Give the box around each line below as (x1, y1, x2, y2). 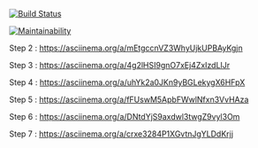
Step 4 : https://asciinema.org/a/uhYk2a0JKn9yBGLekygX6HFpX (9, 77, 246, 88)
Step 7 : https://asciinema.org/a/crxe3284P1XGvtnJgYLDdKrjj (9, 129, 234, 139)
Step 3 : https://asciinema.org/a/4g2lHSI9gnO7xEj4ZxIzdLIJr (9, 60, 231, 70)
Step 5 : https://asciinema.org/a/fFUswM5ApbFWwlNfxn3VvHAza (9, 94, 249, 105)
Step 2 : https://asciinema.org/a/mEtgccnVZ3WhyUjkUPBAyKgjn (9, 43, 243, 53)
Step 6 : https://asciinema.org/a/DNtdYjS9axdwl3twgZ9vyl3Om (9, 112, 240, 121)
